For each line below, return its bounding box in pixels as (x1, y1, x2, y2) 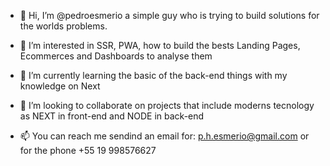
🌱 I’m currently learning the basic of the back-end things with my (19, 70, 288, 81)
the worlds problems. (19, 20, 108, 32)
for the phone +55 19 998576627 (19, 145, 157, 156)
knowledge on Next (19, 80, 101, 92)
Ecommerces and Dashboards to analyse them (19, 50, 213, 62)
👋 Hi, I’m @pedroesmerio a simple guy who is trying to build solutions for (19, 10, 320, 21)
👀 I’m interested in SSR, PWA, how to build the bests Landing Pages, (19, 40, 301, 51)
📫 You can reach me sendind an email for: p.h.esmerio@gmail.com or (19, 130, 310, 142)
